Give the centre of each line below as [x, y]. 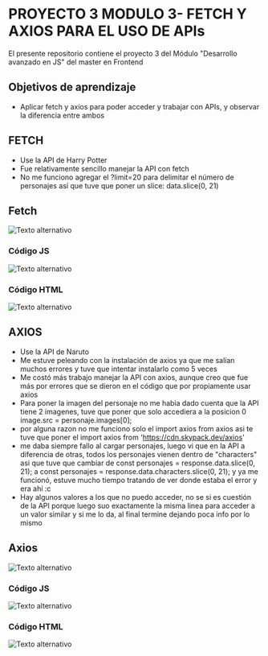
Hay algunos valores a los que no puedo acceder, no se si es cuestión [136, 497]
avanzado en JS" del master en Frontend [76, 62]
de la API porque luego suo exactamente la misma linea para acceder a [137, 505]
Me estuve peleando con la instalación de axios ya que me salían [127, 360]
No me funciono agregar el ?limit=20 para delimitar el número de [127, 177]
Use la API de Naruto [55, 352]
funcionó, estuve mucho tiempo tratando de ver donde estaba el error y [138, 480]
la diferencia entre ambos [62, 115]
